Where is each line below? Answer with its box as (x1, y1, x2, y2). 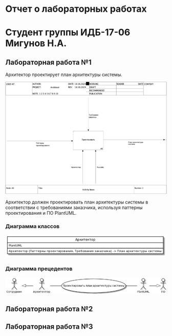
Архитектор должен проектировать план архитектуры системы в (5, 199, 148, 205)
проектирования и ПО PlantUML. (5, 210, 77, 216)
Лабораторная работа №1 (5, 58, 92, 67)
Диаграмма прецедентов (5, 265, 73, 272)
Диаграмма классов (5, 222, 60, 230)
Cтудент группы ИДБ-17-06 (5, 27, 131, 39)
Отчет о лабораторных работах (5, 3, 147, 15)
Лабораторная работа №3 (5, 322, 93, 331)
